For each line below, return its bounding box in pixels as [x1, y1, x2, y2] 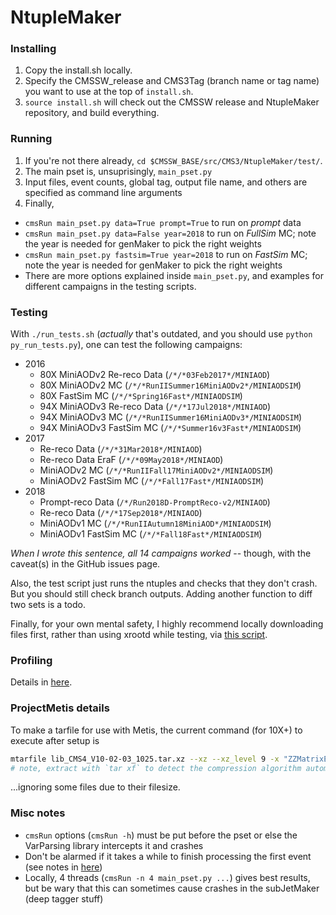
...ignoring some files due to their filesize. [10, 781, 181, 793]
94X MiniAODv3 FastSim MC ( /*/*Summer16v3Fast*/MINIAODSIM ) [39, 422, 302, 434]
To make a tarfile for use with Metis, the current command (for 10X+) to [10, 724, 303, 736]
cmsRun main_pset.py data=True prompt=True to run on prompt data [24, 216, 302, 228]
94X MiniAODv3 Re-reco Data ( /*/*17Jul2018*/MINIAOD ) [39, 401, 272, 413]
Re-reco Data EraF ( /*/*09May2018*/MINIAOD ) [39, 454, 224, 466]
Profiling [10, 654, 53, 667]
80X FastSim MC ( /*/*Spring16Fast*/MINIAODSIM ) [39, 390, 243, 402]
